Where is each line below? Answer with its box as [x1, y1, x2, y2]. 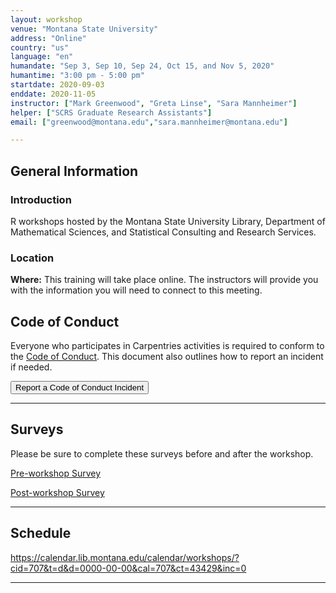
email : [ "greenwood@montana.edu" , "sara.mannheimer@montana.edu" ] [10, 117, 288, 127]
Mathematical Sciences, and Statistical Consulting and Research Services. [10, 226, 317, 238]
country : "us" [10, 42, 70, 53]
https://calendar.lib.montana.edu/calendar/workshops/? [10, 551, 240, 563]
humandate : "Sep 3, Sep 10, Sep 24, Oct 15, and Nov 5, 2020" [10, 61, 275, 71]
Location [10, 251, 55, 265]
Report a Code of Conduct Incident [15, 382, 145, 393]
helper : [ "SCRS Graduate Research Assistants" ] [10, 107, 213, 118]
